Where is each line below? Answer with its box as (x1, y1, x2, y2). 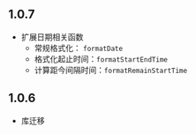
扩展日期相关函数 (20, 31, 84, 42)
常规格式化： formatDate (34, 42, 124, 53)
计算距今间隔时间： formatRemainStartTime (34, 64, 187, 75)
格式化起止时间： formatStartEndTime (34, 53, 169, 64)
